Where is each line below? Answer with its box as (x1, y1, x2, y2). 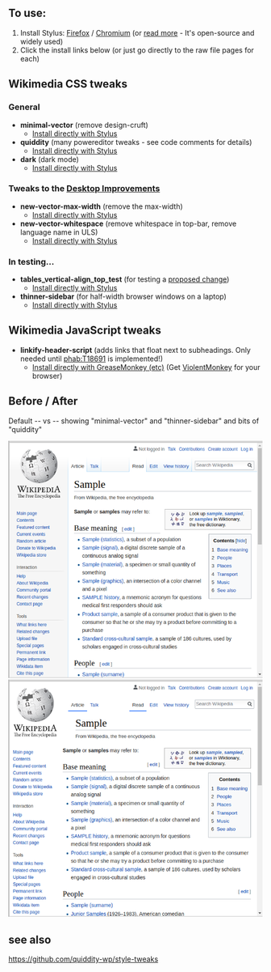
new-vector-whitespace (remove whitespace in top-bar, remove (19, 219, 237, 228)
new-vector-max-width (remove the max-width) (19, 202, 183, 211)
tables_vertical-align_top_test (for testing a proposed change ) (19, 274, 230, 284)
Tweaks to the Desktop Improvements (8, 183, 161, 194)
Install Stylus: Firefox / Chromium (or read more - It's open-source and (19, 28, 255, 37)
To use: (8, 6, 47, 20)
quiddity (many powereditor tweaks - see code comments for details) (19, 137, 252, 146)
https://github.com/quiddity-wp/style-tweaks (8, 954, 159, 964)
